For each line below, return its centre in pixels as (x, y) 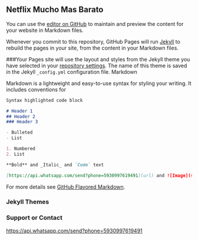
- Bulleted (19, 133)
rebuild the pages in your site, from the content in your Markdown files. (92, 48)
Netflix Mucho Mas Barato (55, 10)
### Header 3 (22, 122)
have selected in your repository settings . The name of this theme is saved (97, 65)
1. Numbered (21, 149)
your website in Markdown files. (45, 30)
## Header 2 (21, 116)
